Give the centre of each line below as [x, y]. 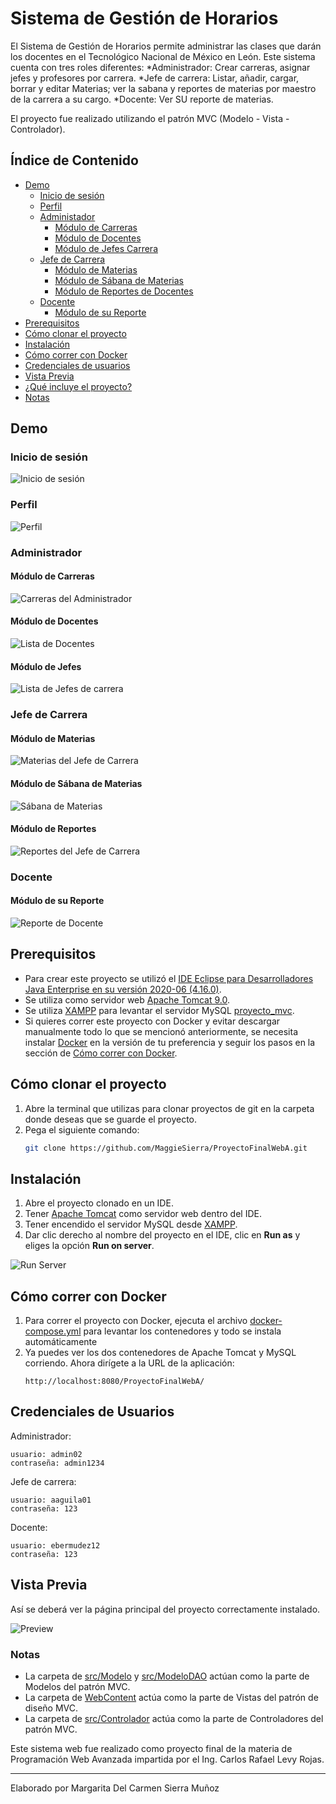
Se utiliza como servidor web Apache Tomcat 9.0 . [127, 999]
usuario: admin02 [46, 1454]
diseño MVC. [51, 1708]
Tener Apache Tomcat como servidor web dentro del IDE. [143, 1214]
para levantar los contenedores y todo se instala [182, 1331]
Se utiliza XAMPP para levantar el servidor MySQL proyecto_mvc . [159, 1010]
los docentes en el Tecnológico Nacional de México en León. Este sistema [163, 56]
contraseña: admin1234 [57, 1463]
